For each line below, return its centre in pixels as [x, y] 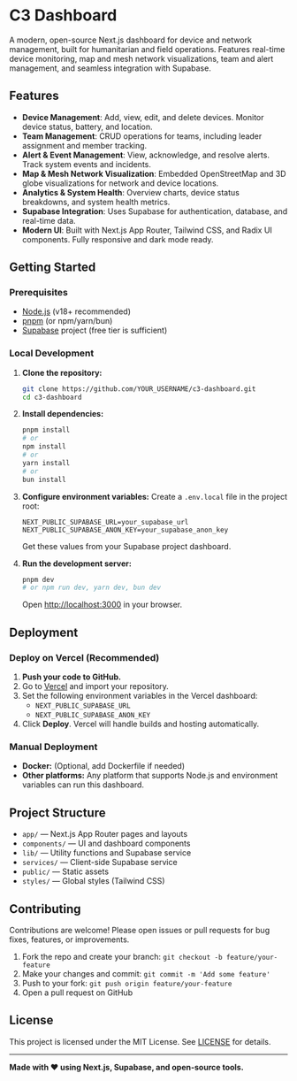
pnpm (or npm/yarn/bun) [67, 321]
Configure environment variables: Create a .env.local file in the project [155, 496]
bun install [44, 479]
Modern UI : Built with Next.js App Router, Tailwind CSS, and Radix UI [147, 230]
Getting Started [53, 268]
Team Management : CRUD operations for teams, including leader [142, 136]
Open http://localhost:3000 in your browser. [102, 605]
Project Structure [57, 813]
